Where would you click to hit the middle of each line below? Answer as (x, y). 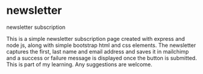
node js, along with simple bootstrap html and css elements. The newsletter (101, 45)
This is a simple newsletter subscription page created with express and (96, 39)
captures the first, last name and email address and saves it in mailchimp (98, 51)
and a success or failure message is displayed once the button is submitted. (101, 58)
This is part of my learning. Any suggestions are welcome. (79, 64)
